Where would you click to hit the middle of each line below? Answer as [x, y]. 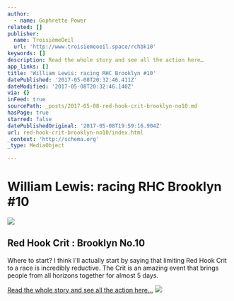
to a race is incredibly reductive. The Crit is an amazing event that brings [113, 268]
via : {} [19, 93]
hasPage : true [28, 113]
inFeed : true [27, 100]
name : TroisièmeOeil [44, 40]
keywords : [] [27, 54]
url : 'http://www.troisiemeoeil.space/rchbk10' [85, 47]
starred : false [30, 119]
